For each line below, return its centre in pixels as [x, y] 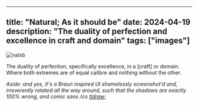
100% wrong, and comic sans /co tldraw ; [56, 96]
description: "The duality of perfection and [87, 32]
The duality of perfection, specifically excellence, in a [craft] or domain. [93, 66]
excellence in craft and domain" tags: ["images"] [98, 41]
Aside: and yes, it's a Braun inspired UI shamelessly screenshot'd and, [92, 84]
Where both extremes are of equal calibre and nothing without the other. [94, 72]
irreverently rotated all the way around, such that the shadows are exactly [96, 90]
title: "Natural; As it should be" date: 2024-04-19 [98, 22]
